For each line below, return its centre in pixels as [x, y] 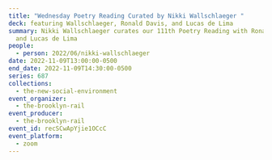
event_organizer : [38, 99]
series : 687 [28, 76]
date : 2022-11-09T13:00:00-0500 [63, 61]
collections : [30, 83]
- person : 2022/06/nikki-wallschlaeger [83, 53]
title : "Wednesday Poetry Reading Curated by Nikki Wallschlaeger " [126, 16]
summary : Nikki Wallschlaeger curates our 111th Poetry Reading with [128, 31]
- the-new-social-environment [66, 91]
